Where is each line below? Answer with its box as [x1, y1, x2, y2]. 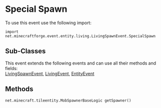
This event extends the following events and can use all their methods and [5, 60, 157, 66]
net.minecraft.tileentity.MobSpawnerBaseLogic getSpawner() [5, 98, 132, 103]
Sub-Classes [5, 47, 46, 55]
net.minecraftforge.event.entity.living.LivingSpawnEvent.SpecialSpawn [5, 34, 156, 38]
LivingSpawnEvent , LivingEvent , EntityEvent [5, 71, 95, 76]
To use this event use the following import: [5, 20, 92, 26]
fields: [5, 65, 18, 71]
